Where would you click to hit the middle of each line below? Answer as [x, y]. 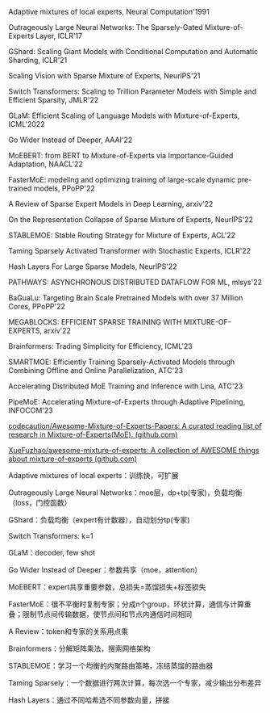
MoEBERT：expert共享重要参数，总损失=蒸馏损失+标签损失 [107, 587]
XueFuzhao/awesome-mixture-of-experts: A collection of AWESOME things [134, 450]
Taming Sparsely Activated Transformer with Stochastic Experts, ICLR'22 [130, 251]
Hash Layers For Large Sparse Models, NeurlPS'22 [93, 266]
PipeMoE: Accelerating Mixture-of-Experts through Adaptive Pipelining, [127, 402]
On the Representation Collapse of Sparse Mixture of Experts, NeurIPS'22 [131, 220]
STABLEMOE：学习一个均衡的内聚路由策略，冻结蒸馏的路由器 [111, 666]
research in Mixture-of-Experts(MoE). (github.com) [93, 434]
